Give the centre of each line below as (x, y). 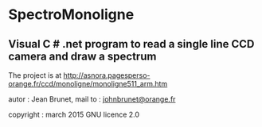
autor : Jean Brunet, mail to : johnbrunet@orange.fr (92, 99)
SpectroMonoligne (71, 15)
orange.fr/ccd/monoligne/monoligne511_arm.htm (88, 84)
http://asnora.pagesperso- (107, 75)
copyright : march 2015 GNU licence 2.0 (74, 114)
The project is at (35, 75)
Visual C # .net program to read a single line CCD (131, 44)
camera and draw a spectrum (82, 56)
